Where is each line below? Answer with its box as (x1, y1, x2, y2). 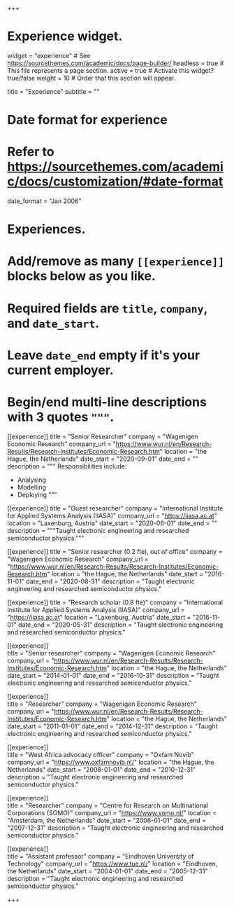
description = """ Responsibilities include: (7, 462, 127, 470)
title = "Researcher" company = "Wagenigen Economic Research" (7, 700, 198, 708)
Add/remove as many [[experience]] (7, 254, 225, 270)
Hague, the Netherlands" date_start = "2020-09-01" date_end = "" (7, 455, 199, 463)
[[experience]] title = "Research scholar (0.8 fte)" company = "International (7, 598, 224, 606)
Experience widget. (7, 29, 123, 44)
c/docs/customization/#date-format (7, 174, 224, 190)
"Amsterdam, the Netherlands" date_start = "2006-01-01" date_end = (7, 816, 207, 824)
